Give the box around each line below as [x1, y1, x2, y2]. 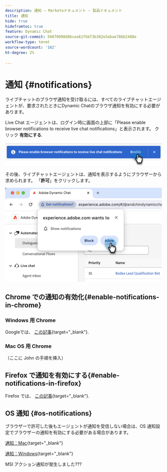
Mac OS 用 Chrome [5, 343, 52, 350]
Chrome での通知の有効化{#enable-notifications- [5, 292, 160, 301]
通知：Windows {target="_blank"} [5, 451, 74, 457]
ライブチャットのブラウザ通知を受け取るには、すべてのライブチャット [5, 96, 149, 102]
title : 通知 [5, 13, 28, 18]
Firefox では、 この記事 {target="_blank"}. [5, 393, 90, 399]
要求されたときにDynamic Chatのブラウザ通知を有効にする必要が [26, 103, 161, 109]
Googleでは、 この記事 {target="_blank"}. [5, 329, 89, 335]
